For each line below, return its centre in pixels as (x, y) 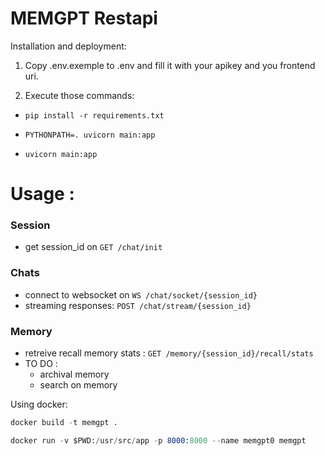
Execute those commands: (79, 95)
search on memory (78, 385)
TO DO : (41, 364)
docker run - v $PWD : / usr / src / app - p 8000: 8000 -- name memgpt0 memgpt (158, 440)
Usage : (42, 194)
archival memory (74, 374)
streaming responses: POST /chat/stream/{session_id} (138, 305)
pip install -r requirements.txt (94, 115)
